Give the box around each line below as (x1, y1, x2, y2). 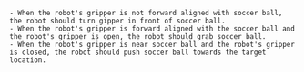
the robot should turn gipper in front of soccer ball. (9, 16, 226, 25)
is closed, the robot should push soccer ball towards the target (9, 48, 267, 57)
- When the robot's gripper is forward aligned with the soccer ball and (9, 24, 296, 33)
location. (9, 56, 47, 65)
